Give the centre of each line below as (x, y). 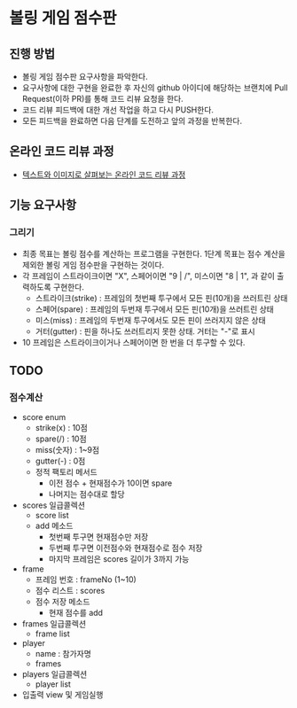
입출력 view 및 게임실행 (63, 695)
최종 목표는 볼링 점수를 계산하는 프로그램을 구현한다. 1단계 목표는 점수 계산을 (153, 253)
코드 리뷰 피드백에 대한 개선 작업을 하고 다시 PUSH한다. (118, 110)
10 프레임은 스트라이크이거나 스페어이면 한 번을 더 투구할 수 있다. (133, 342)
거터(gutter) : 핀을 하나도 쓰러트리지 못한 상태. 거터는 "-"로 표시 (145, 331)
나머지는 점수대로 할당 (87, 494)
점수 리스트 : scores (70, 591)
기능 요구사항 (43, 205)
